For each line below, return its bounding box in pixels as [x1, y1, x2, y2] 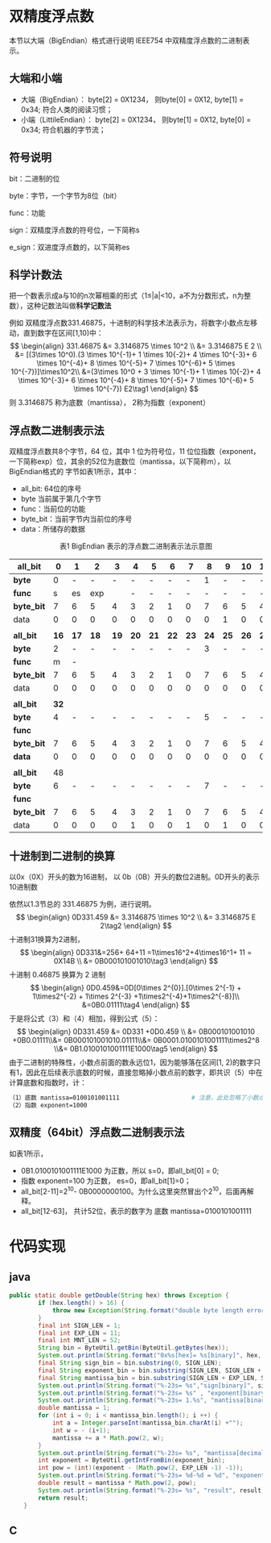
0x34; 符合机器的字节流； [20, 124, 107, 134]
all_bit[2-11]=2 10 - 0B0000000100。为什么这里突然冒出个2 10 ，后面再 [20, 1185, 248, 1196]
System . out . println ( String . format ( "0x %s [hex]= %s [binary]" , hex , [38, 1352, 262, 1360]
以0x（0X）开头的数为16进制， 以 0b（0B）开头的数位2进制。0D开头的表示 [9, 872, 260, 882]
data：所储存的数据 [20, 524, 85, 534]
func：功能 [9, 207, 46, 218]
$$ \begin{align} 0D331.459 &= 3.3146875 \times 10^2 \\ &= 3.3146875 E [15, 912, 257, 922]
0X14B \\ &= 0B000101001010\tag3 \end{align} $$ [53, 957, 219, 965]
